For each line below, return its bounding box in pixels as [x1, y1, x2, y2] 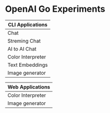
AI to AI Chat [7, 45, 37, 52]
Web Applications [7, 84, 51, 90]
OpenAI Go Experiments [5, 3, 106, 15]
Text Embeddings [7, 61, 48, 68]
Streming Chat [7, 37, 41, 44]
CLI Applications [8, 21, 48, 28]
